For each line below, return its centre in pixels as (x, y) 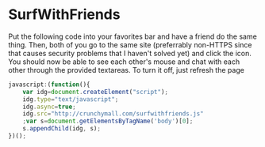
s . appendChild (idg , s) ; (62, 129)
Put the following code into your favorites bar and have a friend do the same (133, 36)
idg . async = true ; (50, 107)
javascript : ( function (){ (49, 85)
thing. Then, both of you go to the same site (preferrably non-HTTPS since (130, 44)
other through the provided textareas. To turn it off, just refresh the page (126, 70)
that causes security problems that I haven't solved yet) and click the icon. (130, 53)
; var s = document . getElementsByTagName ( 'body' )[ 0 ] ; (108, 121)
